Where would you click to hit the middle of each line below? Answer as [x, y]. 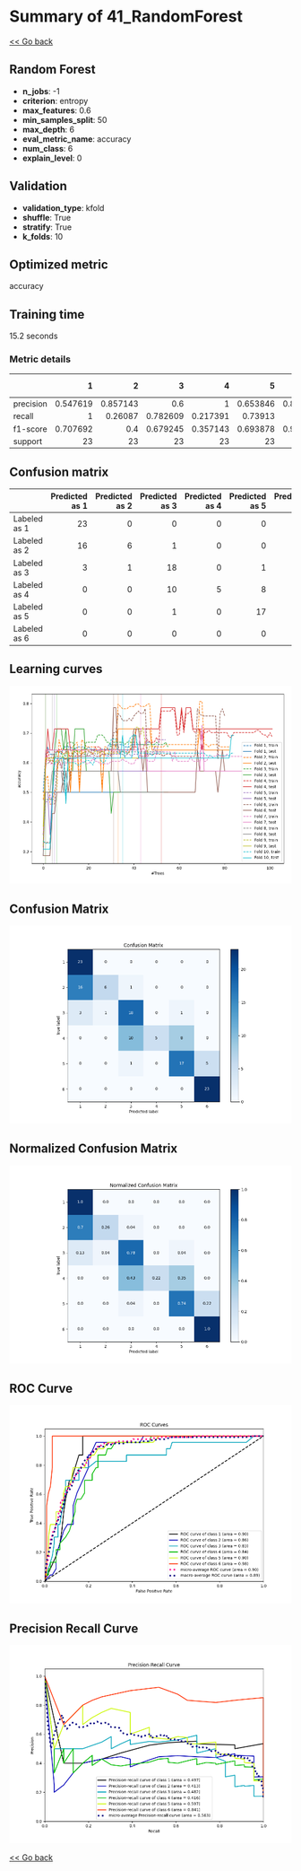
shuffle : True [47, 217]
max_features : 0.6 [56, 110]
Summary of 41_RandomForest [126, 17]
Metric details [40, 359]
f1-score [30, 429]
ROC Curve [41, 1389]
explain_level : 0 [52, 158]
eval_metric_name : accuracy [77, 139]
